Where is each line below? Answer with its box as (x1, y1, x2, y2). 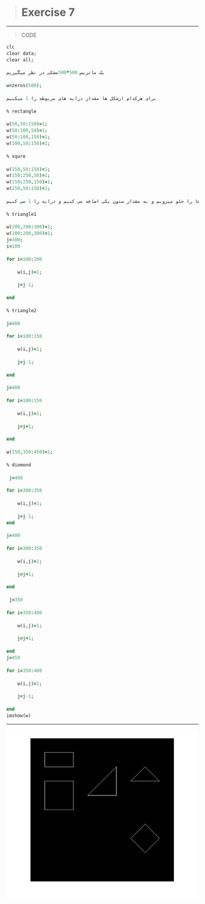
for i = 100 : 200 (6, 256, 43, 262)
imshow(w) (6, 713, 32, 719)
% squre (6, 153, 26, 159)
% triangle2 (6, 307, 37, 313)
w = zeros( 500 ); (6, 82, 43, 89)
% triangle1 (6, 211, 37, 217)
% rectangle (6, 108, 37, 115)
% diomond (6, 461, 32, 468)
